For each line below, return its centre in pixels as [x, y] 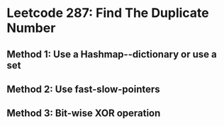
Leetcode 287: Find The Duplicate [108, 13]
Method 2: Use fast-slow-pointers [83, 89]
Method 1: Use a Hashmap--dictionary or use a [112, 54]
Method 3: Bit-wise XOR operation [84, 114]
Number [31, 28]
